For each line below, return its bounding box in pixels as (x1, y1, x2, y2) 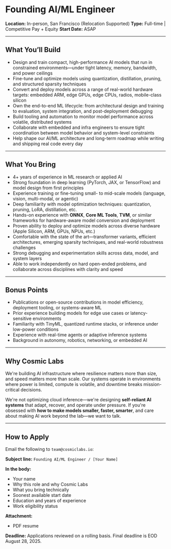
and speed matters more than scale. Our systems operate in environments (5, 376, 161, 382)
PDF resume (12, 523, 39, 529)
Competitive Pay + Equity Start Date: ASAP (5, 26, 96, 32)
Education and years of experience (12, 497, 87, 504)
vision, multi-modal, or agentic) (12, 195, 78, 201)
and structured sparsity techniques (12, 81, 87, 87)
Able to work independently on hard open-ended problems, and (12, 261, 147, 267)
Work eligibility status (12, 503, 58, 509)
